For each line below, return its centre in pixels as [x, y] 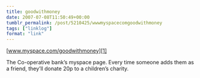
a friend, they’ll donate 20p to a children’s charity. [68, 68]
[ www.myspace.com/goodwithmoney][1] [56, 51]
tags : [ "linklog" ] [29, 28]
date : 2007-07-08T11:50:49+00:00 [48, 17]
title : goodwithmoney [33, 12]
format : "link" [25, 34]
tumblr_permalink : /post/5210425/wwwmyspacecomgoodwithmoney [84, 23]
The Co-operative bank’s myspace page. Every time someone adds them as [100, 63]
